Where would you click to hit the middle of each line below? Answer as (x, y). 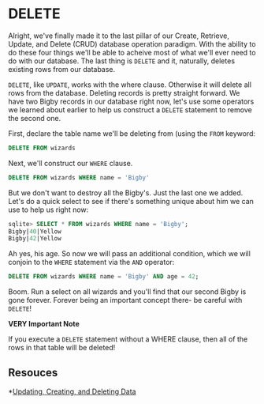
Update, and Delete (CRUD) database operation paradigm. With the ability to (132, 43)
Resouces (33, 372)
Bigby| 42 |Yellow (35, 239)
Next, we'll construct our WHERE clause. (71, 163)
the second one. (35, 118)
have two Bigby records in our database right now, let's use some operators (131, 101)
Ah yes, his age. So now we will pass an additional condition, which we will (129, 254)
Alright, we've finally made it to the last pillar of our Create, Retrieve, (119, 36)
